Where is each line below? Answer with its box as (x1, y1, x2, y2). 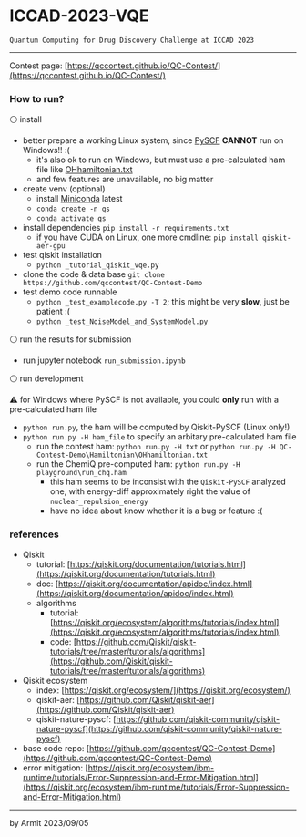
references (9, 528, 59, 541)
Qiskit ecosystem (22, 675, 88, 686)
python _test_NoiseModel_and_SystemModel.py (36, 317, 209, 326)
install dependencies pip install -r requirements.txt (22, 222, 229, 233)
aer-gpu (36, 242, 66, 251)
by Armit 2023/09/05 (9, 817, 89, 828)
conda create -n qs (36, 204, 111, 214)
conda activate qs (36, 214, 107, 223)
